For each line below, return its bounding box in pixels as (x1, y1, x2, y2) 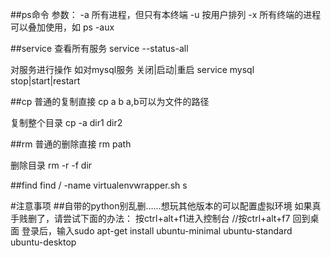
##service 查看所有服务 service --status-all (10, 43, 189, 54)
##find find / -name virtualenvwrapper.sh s (10, 179, 188, 191)
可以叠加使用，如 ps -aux (10, 21, 115, 33)
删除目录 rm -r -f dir (10, 159, 93, 171)
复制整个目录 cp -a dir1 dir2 (10, 117, 123, 128)
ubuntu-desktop (10, 236, 77, 248)
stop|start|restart (10, 75, 81, 87)
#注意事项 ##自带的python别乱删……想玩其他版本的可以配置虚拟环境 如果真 (10, 200, 322, 212)
